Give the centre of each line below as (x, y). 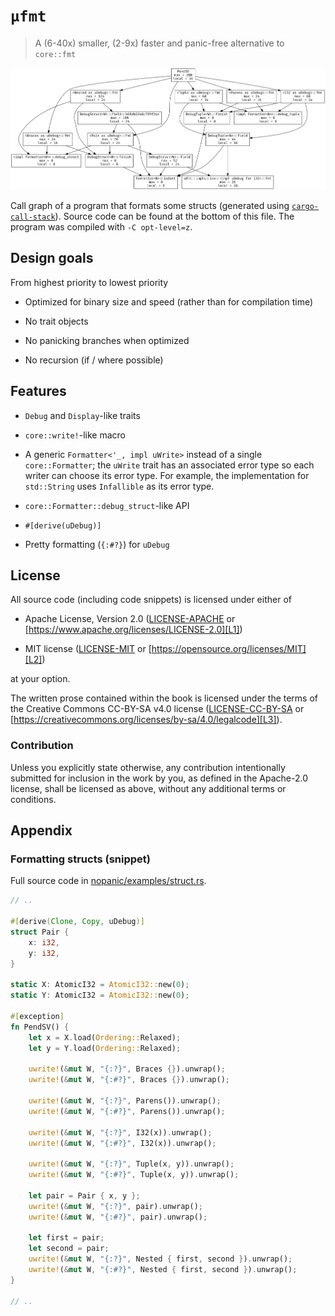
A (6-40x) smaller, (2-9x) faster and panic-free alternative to (159, 43)
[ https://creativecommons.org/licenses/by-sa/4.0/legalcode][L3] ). (146, 720)
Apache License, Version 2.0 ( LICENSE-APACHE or (130, 619)
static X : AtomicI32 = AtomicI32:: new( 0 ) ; (100, 985)
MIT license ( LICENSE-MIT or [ (88, 649)
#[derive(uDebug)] (63, 525)
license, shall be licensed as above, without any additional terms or (148, 788)
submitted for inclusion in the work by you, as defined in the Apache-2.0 (159, 778)
